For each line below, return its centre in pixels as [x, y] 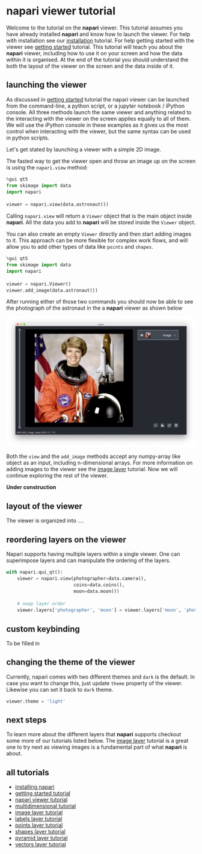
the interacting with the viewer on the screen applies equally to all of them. [99, 118]
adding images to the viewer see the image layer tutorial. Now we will [92, 469]
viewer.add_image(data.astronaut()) [52, 290]
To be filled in [23, 643]
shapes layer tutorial [40, 832]
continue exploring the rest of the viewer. [57, 475]
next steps [26, 720]
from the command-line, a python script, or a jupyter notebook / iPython [96, 106]
